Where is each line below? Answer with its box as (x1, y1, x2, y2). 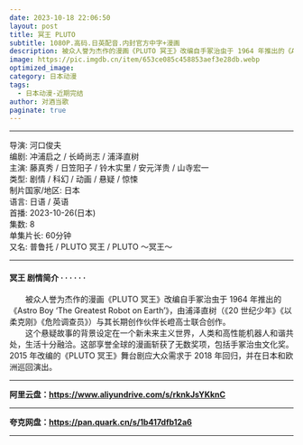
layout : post (9, 22, 59, 31)
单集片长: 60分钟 (9, 230, 72, 241)
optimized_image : (9, 64, 75, 73)
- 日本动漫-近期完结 (17, 88, 84, 97)
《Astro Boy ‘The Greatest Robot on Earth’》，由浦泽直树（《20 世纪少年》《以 (9, 305, 292, 316)
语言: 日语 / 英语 (9, 196, 69, 208)
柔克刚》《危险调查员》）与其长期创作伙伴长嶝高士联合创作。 (9, 317, 231, 328)
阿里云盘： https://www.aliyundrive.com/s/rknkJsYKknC (9, 389, 226, 400)
